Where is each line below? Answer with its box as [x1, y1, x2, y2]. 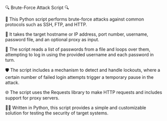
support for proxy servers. [5, 95, 60, 101]
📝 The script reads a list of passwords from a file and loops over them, [5, 46, 150, 52]
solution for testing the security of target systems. [5, 110, 109, 116]
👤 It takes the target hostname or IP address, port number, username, [5, 31, 148, 37]
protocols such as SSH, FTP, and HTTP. [5, 22, 87, 27]
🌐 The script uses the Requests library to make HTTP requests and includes [5, 89, 162, 95]
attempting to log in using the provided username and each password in [5, 52, 154, 57]
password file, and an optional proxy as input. [5, 37, 99, 42]
